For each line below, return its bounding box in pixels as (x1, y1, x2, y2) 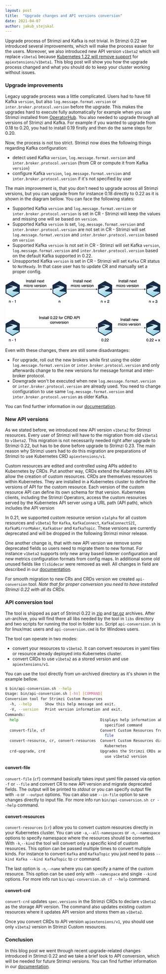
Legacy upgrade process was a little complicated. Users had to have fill (5, 93, 151, 99)
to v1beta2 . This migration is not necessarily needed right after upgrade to (5, 438, 156, 444)
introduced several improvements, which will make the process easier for (5, 43, 154, 49)
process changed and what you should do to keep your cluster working (5, 64, 150, 70)
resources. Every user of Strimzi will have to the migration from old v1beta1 (5, 432, 158, 438)
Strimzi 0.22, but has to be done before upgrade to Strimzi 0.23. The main (5, 443, 156, 449)
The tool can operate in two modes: (5, 635, 78, 641)
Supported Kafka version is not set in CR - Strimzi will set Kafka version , (12, 242, 161, 248)
